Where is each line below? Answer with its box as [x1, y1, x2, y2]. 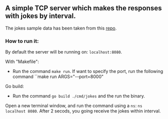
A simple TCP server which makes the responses [5, 4, 162, 12]
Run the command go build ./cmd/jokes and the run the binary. [12, 93, 145, 99]
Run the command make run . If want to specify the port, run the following [12, 68, 163, 74]
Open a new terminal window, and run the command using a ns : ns [5, 102, 142, 109]
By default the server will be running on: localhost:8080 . [5, 49, 122, 55]
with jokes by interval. [5, 12, 76, 20]
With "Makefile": [5, 58, 39, 64]
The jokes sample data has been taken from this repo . [5, 25, 117, 31]
